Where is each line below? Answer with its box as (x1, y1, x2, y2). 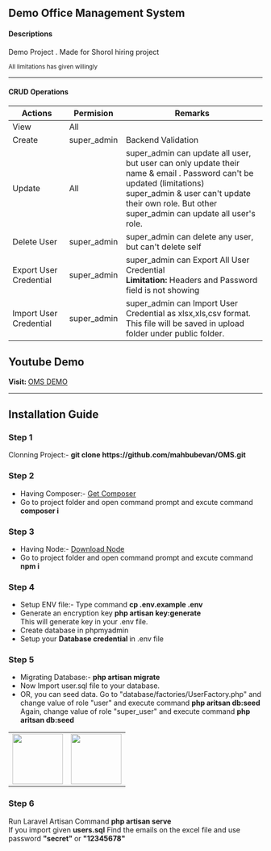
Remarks (174, 107, 210, 119)
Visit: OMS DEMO (8, 377, 69, 386)
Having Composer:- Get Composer (19, 488, 136, 499)
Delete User (12, 236, 58, 247)
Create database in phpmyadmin (19, 625, 129, 636)
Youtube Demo (8, 355, 85, 369)
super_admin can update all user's (125, 207, 256, 219)
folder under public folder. (125, 327, 225, 339)
